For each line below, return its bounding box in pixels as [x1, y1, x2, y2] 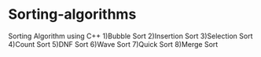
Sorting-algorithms [8, 5, 137, 23]
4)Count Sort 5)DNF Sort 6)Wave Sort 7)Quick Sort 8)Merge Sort [8, 39, 219, 48]
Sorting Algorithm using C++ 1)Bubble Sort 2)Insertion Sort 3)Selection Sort [8, 31, 253, 41]
